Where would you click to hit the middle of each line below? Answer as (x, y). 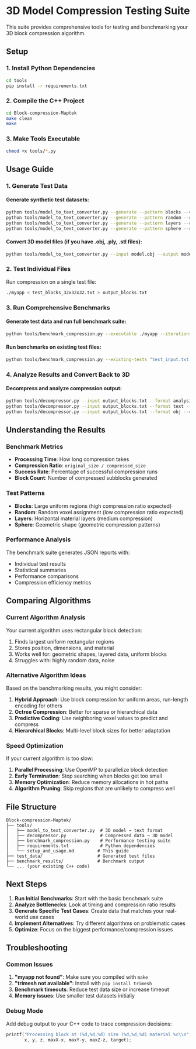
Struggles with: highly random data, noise (64, 660)
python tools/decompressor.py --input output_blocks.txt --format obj (94, 412)
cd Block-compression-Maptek (41, 113)
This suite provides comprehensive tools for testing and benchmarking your (97, 27)
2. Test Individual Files (38, 269)
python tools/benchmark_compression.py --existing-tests (77, 359)
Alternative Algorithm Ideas (46, 675)
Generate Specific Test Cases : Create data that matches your (89, 910)
